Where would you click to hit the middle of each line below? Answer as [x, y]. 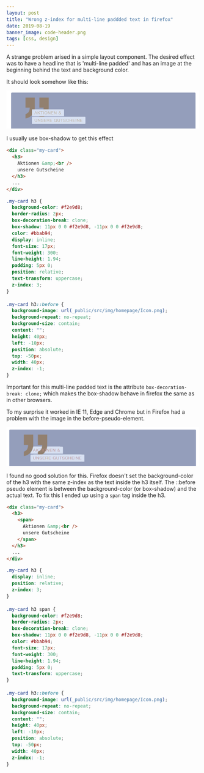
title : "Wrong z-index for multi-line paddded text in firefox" [90, 19]
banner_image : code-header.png [46, 32]
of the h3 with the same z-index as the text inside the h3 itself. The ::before [101, 482]
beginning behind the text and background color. [68, 70]
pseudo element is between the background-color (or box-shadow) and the [101, 488]
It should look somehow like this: [47, 82]
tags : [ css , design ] [33, 39]
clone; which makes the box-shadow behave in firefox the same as [110, 394]
